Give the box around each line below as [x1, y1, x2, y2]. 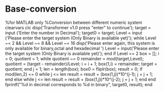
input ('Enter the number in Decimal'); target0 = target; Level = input [5, 30, 142, 36]
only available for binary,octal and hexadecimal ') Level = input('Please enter [5, 45, 160, 51]
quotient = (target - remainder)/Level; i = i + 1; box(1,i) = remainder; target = [5, 61, 158, 67]
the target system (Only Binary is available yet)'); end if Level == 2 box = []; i [5, 50, 159, 56]
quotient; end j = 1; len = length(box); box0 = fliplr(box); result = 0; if [5, 66, 143, 72]
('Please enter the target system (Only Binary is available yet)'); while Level [5, 35, 157, 41]
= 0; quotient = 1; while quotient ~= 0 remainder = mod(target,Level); [5, 55, 144, 61]
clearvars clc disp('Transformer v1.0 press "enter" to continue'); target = [5, 24, 151, 30]
